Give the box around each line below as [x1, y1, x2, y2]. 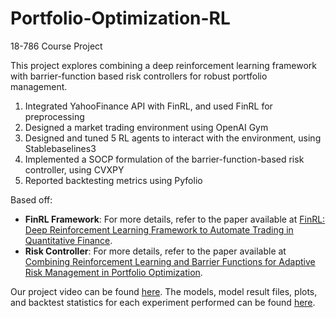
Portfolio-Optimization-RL [10, 7, 231, 30]
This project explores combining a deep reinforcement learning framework [10, 59, 317, 71]
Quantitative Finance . [24, 234, 113, 246]
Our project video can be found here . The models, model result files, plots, [10, 285, 318, 297]
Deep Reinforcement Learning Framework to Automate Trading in [24, 223, 294, 236]
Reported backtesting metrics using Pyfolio [24, 174, 203, 186]
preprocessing [24, 110, 85, 122]
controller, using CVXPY [24, 163, 125, 176]
